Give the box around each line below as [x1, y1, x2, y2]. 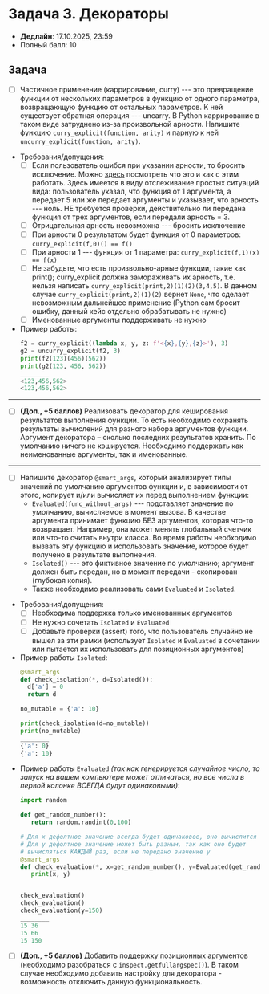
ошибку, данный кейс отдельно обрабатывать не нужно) [31, 307, 227, 316]
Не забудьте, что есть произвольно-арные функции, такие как [31, 263, 247, 273]
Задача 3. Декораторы [8, 5, 170, 23]
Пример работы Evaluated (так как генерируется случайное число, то [19, 764, 260, 773]
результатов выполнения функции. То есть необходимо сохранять [19, 415, 249, 426]
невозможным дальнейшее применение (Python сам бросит [31, 298, 240, 308]
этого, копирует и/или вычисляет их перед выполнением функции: [19, 491, 250, 500]
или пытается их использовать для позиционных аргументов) [31, 644, 244, 654]
